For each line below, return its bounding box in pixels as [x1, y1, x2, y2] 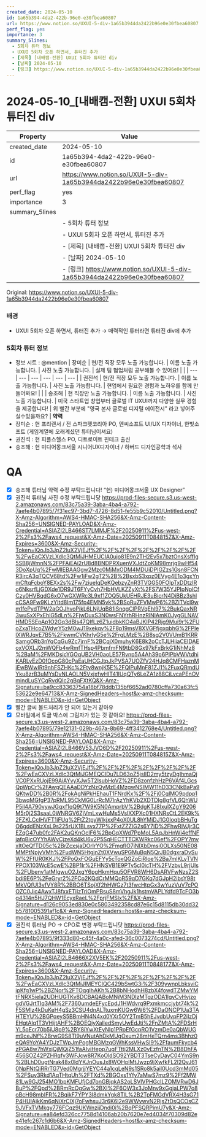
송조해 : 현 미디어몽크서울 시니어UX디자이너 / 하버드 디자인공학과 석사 [15, 443, 182, 450]
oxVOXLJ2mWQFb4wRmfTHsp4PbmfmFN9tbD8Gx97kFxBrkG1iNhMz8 [15, 644, 195, 651]
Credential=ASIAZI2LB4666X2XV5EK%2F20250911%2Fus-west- [15, 954, 180, 962]
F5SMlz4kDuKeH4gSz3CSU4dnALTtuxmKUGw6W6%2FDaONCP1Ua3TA [15, 1006, 199, 1014]
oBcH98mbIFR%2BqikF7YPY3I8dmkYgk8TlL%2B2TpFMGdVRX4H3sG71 [15, 1091, 199, 1098]
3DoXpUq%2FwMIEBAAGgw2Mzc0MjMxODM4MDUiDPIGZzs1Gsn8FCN [15, 566, 199, 573]
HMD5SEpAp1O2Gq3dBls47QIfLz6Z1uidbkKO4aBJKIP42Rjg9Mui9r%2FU [15, 618, 200, 625]
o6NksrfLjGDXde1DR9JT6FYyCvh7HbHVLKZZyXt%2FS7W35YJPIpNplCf [15, 585, 200, 593]
